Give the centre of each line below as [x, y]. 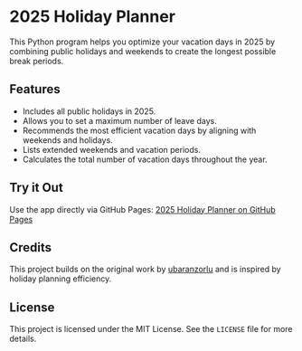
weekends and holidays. [67, 140]
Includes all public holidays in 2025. [89, 111]
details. [23, 339]
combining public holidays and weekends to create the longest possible [143, 51]
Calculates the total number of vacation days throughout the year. [145, 159]
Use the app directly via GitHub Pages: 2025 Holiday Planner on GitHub [142, 209]
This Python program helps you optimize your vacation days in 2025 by [142, 42]
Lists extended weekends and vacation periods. [112, 149]
